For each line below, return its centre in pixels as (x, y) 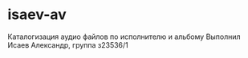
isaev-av (37, 15)
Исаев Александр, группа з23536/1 (68, 44)
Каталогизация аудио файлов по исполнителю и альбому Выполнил (124, 37)
